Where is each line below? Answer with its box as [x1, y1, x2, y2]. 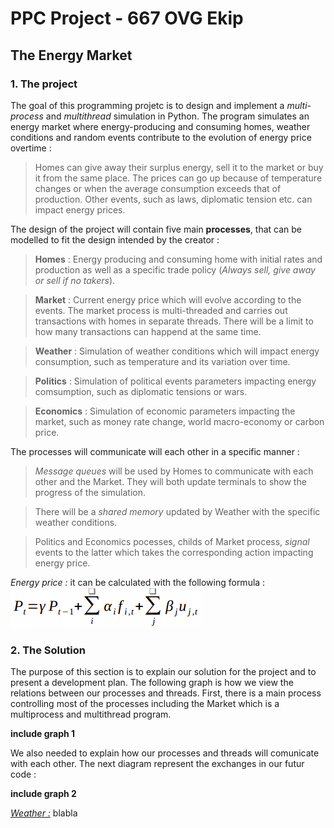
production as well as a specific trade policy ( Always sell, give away [34, 263, 316, 276]
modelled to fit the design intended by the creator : [10, 233, 220, 246]
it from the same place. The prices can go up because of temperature [34, 172, 323, 184]
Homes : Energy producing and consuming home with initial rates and [34, 253, 323, 265]
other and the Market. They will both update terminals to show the [34, 475, 307, 487]
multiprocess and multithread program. [10, 708, 172, 721]
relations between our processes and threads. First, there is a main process [10, 687, 322, 699]
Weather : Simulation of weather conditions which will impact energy [34, 345, 320, 357]
